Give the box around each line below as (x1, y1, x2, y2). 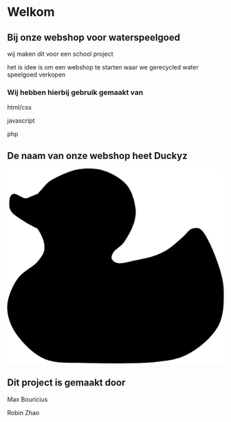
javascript (7, 116, 36, 125)
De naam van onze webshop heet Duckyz (7, 149, 188, 162)
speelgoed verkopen (7, 70, 66, 78)
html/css (7, 103, 32, 112)
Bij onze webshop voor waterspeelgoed (7, 32, 181, 43)
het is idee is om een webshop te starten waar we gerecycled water (7, 63, 199, 71)
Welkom (7, 4, 55, 20)
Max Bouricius (7, 395, 48, 403)
